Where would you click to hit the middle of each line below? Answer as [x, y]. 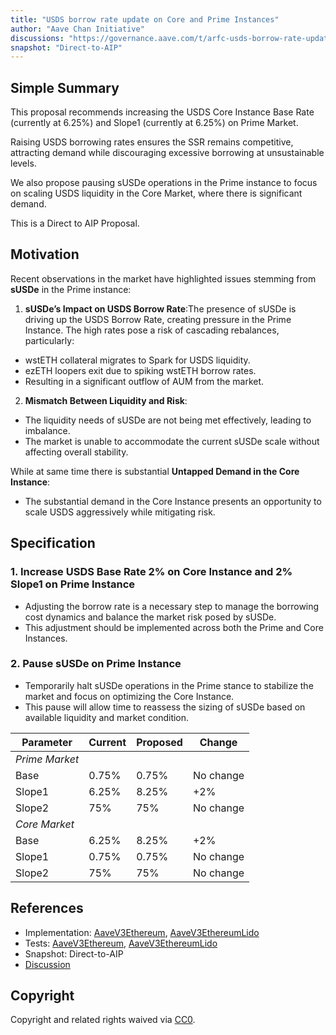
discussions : [37, 38]
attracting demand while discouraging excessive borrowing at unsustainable [167, 153]
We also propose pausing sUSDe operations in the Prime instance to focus [164, 183]
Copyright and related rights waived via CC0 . [103, 1020]
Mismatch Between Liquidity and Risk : [106, 400]
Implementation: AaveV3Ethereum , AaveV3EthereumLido [142, 932]
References [47, 908]
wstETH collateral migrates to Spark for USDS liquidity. [137, 360]
